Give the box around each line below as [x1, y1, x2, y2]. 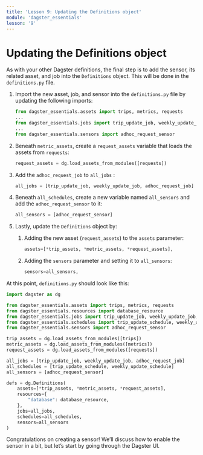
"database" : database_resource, [28, 397, 110, 403]
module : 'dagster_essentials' [6, 15, 83, 21]
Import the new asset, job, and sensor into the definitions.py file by [14, 91, 186, 98]
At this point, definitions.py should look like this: [6, 280, 129, 287]
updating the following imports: [14, 97, 93, 105]
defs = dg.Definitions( [6, 380, 66, 386]
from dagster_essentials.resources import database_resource [6, 308, 164, 314]
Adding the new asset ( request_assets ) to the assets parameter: [24, 234, 184, 242]
